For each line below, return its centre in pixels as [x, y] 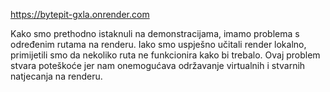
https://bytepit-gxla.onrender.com [80, 14]
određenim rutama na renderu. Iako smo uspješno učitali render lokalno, [158, 44]
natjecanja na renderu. [56, 76]
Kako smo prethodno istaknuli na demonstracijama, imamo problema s [155, 33]
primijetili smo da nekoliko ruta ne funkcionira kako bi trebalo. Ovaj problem [165, 55]
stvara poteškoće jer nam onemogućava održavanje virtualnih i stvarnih [158, 65]
